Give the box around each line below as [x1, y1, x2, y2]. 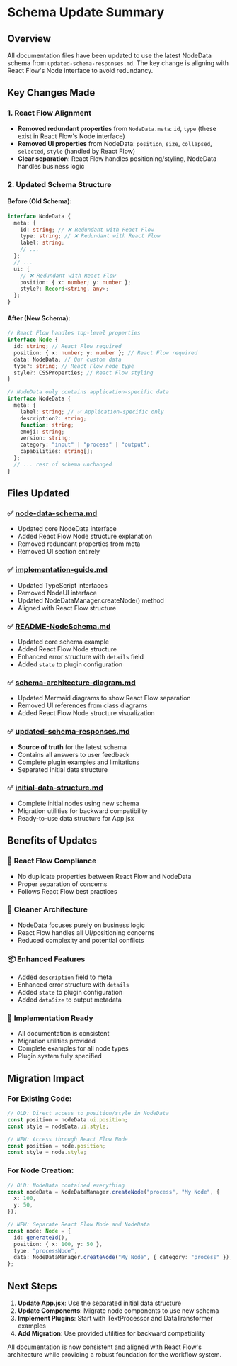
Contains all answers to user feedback [17, 750, 129, 758]
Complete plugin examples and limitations [17, 758, 140, 766]
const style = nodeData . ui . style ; [7, 1123, 110, 1130]
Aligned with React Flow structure [17, 603, 117, 612]
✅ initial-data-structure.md [7, 783, 104, 793]
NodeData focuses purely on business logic [17, 921, 145, 929]
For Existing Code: [7, 1093, 72, 1103]
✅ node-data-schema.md [7, 508, 98, 518]
